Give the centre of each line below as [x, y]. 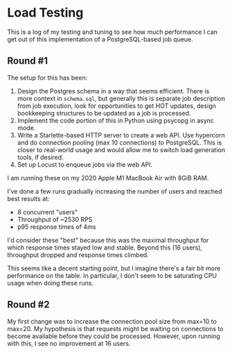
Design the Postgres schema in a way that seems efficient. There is [113, 91]
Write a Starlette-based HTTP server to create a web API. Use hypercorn [121, 135]
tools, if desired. [40, 157]
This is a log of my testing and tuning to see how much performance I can [113, 32]
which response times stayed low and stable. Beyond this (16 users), [105, 248]
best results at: [28, 198]
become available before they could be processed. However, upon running [114, 336]
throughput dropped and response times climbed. [78, 254]
